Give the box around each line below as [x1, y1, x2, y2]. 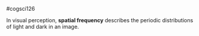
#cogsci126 [6, 5, 35, 12]
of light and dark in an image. [6, 23, 79, 30]
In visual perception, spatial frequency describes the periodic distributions [6, 17, 194, 23]
